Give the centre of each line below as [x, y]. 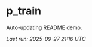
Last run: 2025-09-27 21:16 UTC [46, 39]
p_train [24, 11]
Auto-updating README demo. [44, 27]
